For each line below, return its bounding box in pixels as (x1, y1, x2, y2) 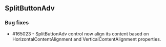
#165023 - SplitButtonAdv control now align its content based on (12, 30, 149, 37)
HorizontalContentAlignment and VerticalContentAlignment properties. (12, 36, 161, 42)
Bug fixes (5, 19, 29, 26)
